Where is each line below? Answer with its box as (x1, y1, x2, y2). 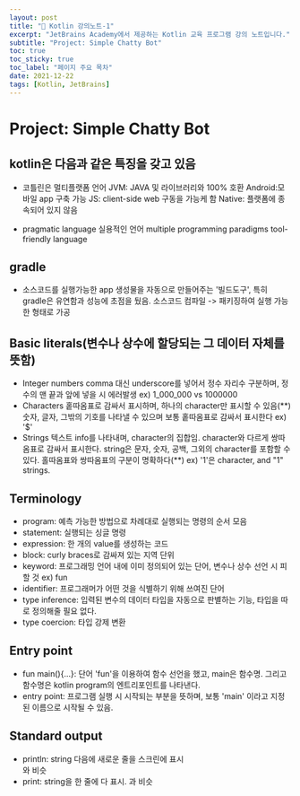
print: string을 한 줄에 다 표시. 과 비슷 (21, 775, 154, 786)
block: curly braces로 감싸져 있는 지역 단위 (21, 549, 175, 561)
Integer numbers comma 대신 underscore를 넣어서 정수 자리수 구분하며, (21, 378, 279, 389)
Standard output (9, 729, 103, 744)
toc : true (9, 47, 47, 56)
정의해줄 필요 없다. (31, 606, 97, 617)
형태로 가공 (31, 307, 71, 318)
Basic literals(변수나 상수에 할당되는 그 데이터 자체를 (9, 336, 285, 351)
